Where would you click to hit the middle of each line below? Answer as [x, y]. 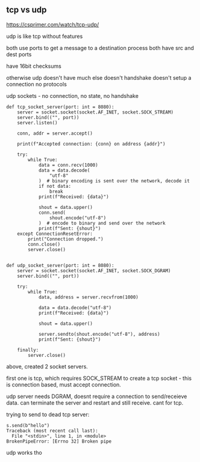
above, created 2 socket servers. [47, 366]
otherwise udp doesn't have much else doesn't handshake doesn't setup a [99, 77]
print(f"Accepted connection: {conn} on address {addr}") [91, 144]
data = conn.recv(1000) [68, 165]
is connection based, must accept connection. [64, 384]
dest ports [19, 54]
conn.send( [52, 213]
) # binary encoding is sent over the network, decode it [114, 181]
